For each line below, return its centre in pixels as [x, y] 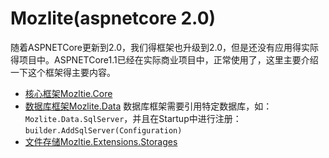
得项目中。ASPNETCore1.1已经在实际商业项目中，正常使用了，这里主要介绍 [164, 59]
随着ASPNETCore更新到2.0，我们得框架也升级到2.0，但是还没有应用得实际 [165, 47]
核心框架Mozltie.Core [68, 93]
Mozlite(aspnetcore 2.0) [113, 18]
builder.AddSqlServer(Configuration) [103, 130]
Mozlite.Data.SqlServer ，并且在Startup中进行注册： [133, 118]
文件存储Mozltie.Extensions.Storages [101, 141]
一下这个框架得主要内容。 [63, 72]
